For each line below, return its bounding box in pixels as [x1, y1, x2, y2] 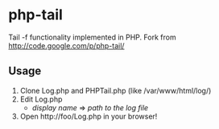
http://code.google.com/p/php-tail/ [8, 40, 125, 50]
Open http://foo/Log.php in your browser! [19, 111, 158, 121]
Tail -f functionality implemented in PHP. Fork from [8, 32, 176, 42]
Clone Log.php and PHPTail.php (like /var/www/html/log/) [19, 85, 212, 95]
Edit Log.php [19, 94, 63, 104]
